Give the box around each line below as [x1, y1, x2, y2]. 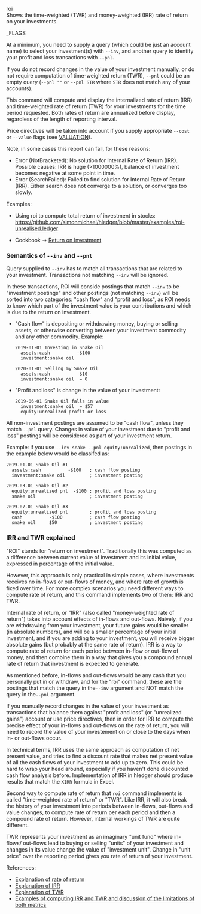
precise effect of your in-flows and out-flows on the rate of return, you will [6, 721, 190, 729]
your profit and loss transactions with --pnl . [6, 54, 115, 61]
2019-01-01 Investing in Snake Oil [14, 345, 104, 351]
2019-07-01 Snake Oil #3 [6, 504, 68, 510]
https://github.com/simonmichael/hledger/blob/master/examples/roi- [14, 219, 185, 225]
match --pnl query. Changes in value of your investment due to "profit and [6, 426, 190, 433]
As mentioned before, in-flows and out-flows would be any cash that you [6, 671, 187, 678]
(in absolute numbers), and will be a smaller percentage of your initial [6, 628, 177, 635]
